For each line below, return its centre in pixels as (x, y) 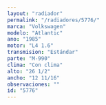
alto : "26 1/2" (29, 71)
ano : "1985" (24, 39)
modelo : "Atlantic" (35, 33)
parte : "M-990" (29, 59)
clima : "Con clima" (35, 65)
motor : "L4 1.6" (30, 46)
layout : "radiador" (35, 13)
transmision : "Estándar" (43, 52)
